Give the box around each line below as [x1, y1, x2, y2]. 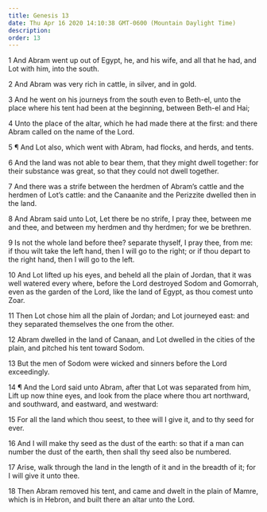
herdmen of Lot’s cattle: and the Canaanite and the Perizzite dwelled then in [8, 190, 257, 200]
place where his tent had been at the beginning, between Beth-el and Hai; [8, 103, 250, 113]
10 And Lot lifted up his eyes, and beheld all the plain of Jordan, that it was [8, 270, 252, 280]
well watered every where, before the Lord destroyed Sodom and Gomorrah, [8, 279, 259, 289]
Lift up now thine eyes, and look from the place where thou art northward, [8, 391, 250, 401]
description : [8, 26, 52, 34]
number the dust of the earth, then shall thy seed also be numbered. [8, 447, 232, 457]
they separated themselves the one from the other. [8, 320, 175, 329]
